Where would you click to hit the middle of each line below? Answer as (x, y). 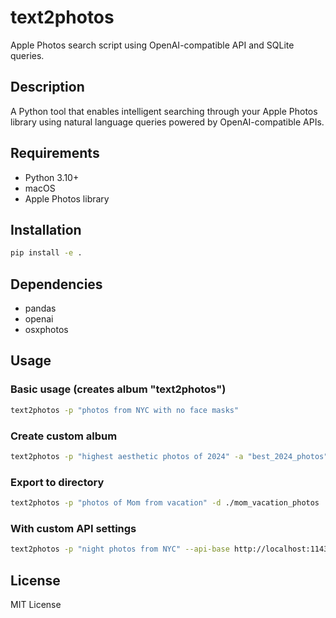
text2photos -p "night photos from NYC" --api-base (120, 549)
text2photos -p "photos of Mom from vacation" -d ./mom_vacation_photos (165, 503)
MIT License (36, 604)
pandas (40, 308)
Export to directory (57, 482)
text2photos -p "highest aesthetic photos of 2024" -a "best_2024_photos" (169, 456)
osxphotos (46, 330)
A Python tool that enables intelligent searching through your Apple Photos (164, 111)
